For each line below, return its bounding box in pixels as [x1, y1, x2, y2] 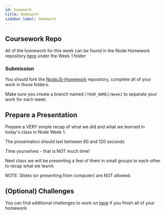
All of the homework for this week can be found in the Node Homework [5, 48, 150, 54]
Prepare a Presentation [5, 110, 78, 119]
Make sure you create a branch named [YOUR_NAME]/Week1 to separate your [5, 91, 157, 97]
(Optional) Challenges [5, 187, 75, 195]
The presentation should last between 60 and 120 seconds [5, 139, 125, 144]
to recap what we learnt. [5, 163, 55, 169]
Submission [5, 65, 35, 72]
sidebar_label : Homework [5, 16, 56, 21]
